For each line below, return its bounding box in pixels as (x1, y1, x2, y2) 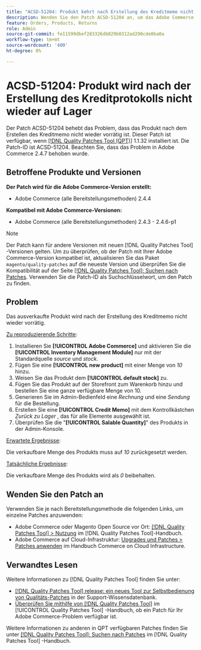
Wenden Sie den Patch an (6, 489, 103, 499)
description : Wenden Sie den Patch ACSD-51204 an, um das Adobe (6, 14, 170, 20)
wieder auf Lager (6, 104, 93, 118)
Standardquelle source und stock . (14, 355, 99, 363)
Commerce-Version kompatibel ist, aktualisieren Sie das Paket (6, 254, 160, 261)
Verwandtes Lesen (6, 559, 78, 570)
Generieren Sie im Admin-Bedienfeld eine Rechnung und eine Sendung (14, 394, 190, 401)
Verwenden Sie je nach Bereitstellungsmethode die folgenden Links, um (6, 505, 184, 513)
